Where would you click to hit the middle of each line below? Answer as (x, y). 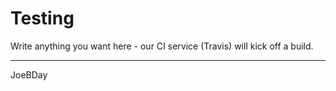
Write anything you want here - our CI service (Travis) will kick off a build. (162, 46)
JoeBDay (29, 74)
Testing (42, 18)
